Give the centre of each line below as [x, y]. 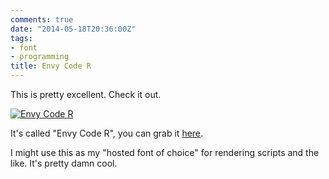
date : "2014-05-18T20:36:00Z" [73, 29]
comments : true [42, 19]
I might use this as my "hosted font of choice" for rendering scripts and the [165, 152]
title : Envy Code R [51, 66]
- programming [40, 57]
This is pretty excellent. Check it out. [86, 94]
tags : [21, 38]
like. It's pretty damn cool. [64, 163]
